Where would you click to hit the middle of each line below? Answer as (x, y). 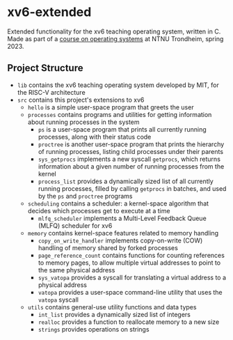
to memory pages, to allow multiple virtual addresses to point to (129, 263)
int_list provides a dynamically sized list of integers (114, 314)
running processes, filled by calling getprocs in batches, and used (132, 188)
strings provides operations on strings (94, 329)
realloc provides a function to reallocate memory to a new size (129, 322)
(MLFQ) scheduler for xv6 (75, 225)
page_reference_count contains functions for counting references (131, 255)
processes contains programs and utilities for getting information (120, 114)
